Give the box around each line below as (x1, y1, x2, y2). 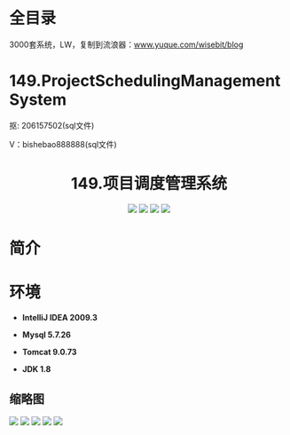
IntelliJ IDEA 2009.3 (21, 312, 98, 322)
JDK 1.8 (21, 363, 51, 374)
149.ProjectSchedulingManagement (9, 71, 281, 91)
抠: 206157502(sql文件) (9, 120, 95, 130)
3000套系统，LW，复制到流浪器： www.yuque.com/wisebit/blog (9, 39, 244, 50)
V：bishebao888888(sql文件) (9, 138, 117, 149)
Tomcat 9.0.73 (21, 346, 77, 357)
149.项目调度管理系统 (70, 174, 228, 194)
